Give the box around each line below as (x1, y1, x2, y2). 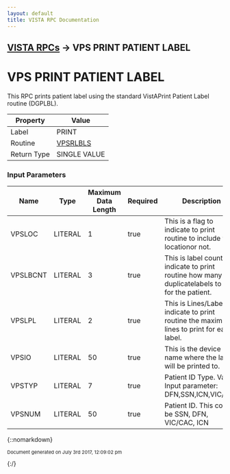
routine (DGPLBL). (7, 99, 58, 107)
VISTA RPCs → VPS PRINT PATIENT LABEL (7, 42, 191, 54)
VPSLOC (10, 229, 39, 239)
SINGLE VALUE (56, 149, 105, 158)
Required (127, 196, 158, 206)
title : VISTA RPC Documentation (7, 16, 99, 23)
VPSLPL (10, 316, 36, 326)
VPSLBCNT (10, 270, 48, 280)
